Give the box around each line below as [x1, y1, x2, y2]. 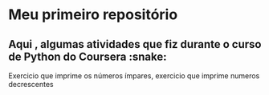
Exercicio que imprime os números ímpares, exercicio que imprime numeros [8, 71, 260, 81]
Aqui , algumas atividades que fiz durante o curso [8, 38, 262, 51]
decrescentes [8, 80, 54, 89]
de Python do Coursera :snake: [8, 49, 167, 63]
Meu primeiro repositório [8, 6, 178, 24]
